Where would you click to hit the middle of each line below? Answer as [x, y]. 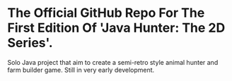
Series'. [30, 43]
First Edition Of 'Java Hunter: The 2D [116, 28]
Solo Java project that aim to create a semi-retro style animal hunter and [113, 62]
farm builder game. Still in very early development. [81, 70]
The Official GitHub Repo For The [106, 13]
